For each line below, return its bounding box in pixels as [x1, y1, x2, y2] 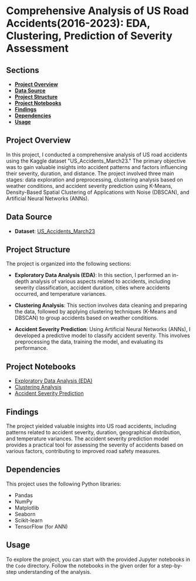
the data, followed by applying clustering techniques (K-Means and [14, 308, 177, 315]
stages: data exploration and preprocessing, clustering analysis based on [6, 176, 184, 183]
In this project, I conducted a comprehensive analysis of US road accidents [6, 151, 188, 158]
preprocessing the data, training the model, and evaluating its [14, 338, 163, 345]
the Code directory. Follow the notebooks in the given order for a [6, 562, 160, 569]
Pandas [14, 491, 33, 499]
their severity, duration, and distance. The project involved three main [6, 170, 174, 177]
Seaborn [14, 510, 36, 517]
